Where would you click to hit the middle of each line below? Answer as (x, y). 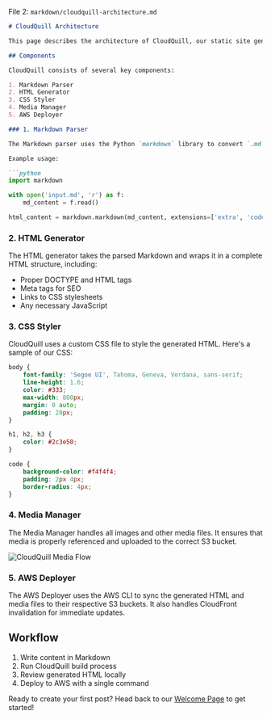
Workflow (33, 638)
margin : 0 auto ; (50, 405)
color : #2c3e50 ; (50, 442)
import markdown (35, 181)
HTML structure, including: (53, 264)
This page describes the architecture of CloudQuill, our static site (129, 41)
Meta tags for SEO (50, 288)
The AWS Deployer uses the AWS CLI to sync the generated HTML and (126, 595)
